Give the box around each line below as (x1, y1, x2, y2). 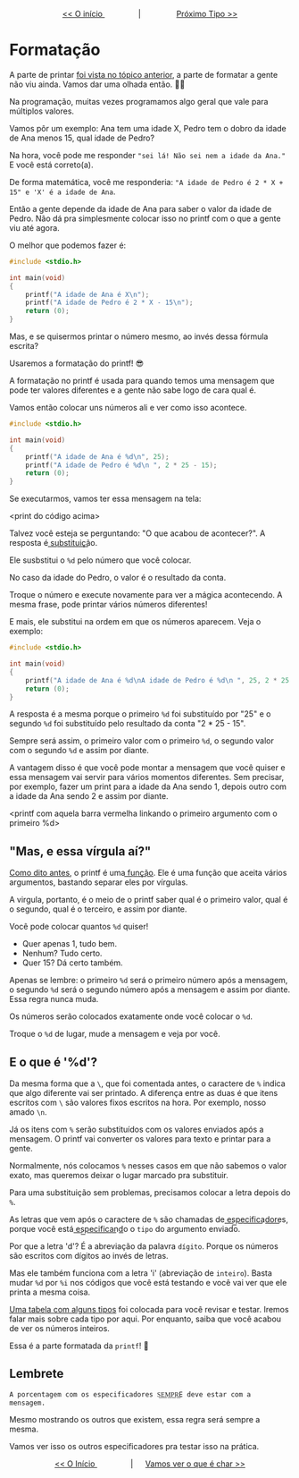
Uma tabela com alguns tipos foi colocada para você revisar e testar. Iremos (9, 1304, 289, 1315)
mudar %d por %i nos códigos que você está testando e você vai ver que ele (9, 1278, 287, 1288)
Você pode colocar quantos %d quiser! (9, 922, 149, 932)
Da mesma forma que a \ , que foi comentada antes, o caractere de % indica (9, 1078, 286, 1089)
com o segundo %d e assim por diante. (9, 745, 150, 756)
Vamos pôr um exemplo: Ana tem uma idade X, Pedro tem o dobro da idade (9, 123, 287, 133)
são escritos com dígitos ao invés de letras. (9, 1251, 169, 1261)
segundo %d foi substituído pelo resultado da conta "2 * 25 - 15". (9, 718, 246, 729)
